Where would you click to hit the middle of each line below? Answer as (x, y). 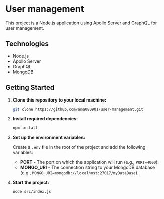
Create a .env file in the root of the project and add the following (79, 147)
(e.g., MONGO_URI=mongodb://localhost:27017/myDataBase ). (79, 173)
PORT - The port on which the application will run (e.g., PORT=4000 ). (90, 162)
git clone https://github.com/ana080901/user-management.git (78, 109)
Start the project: (31, 183)
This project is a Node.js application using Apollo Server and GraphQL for (81, 23)
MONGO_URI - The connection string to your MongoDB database (88, 168)
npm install (25, 128)
